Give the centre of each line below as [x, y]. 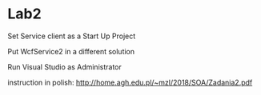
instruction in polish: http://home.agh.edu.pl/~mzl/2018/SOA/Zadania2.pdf [130, 82]
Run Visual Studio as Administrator [64, 67]
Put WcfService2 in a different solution [71, 51]
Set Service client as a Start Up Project [72, 36]
